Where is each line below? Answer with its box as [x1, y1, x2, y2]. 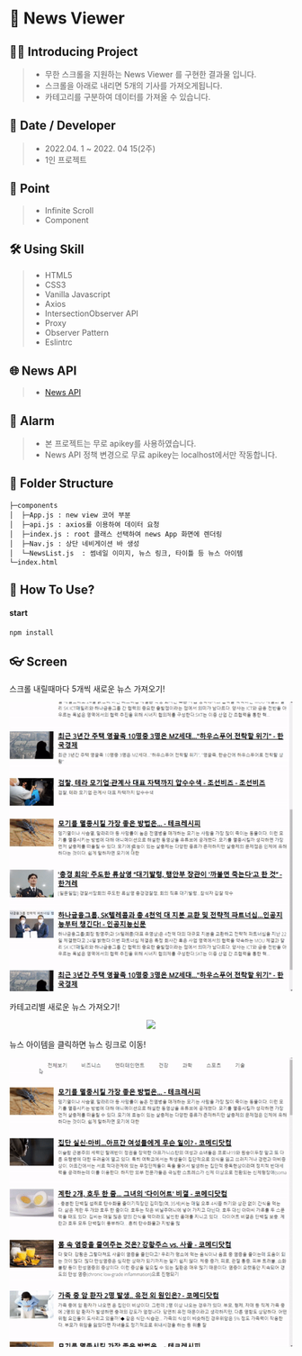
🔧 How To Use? [9, 583, 95, 598]
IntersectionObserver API [44, 308, 139, 319]
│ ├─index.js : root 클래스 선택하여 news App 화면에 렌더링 [9, 529, 223, 538]
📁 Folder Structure [9, 476, 114, 492]
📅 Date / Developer [9, 118, 117, 133]
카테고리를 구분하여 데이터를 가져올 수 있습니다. [44, 92, 211, 102]
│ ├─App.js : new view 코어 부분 [9, 511, 131, 520]
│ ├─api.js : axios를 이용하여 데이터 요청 [9, 520, 160, 529]
